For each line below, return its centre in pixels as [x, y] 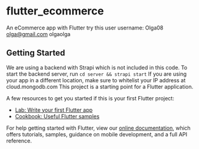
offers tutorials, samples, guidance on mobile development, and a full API [97, 134]
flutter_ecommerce [55, 11]
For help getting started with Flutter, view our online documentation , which [99, 128]
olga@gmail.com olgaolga [38, 34]
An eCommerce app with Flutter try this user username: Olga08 [85, 28]
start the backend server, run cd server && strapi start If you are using [96, 74]
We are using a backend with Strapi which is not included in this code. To [97, 67]
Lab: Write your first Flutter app [54, 110]
